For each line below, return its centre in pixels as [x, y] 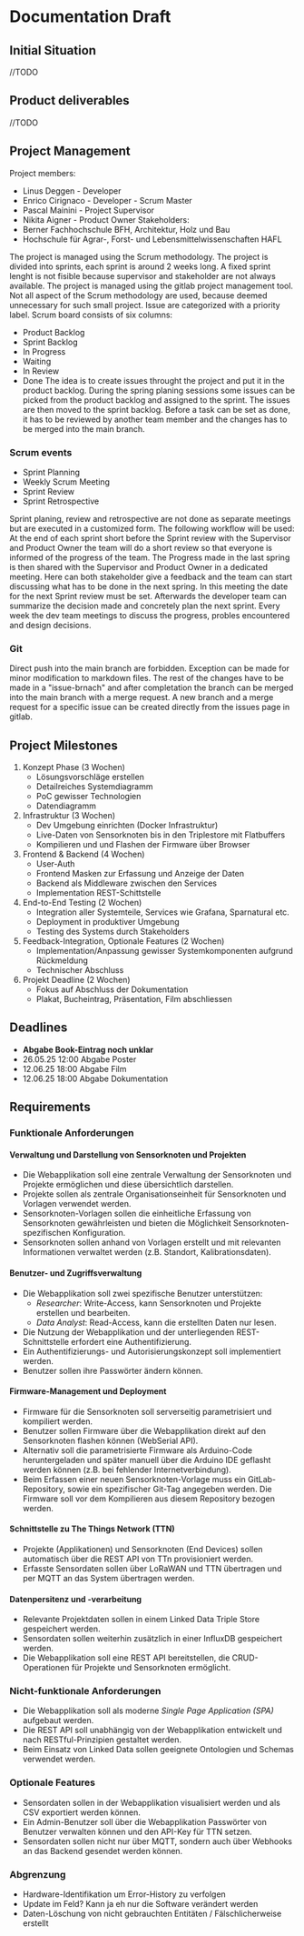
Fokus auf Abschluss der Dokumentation [112, 989]
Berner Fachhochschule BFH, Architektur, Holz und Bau [126, 229]
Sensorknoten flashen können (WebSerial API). [110, 1440]
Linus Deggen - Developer [72, 191]
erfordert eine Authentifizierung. [132, 1341]
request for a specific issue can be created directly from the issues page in [150, 707]
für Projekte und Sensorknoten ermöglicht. [151, 1668]
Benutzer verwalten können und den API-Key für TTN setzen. [137, 1831]
